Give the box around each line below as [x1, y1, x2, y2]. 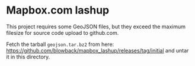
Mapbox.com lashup [6, 4, 110, 17]
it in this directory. [6, 53, 50, 60]
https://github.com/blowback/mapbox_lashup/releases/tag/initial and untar [6, 47, 189, 54]
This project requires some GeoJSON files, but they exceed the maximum [6, 23, 186, 30]
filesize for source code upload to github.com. [6, 29, 119, 36]
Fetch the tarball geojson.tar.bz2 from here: [6, 41, 114, 48]
